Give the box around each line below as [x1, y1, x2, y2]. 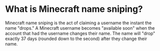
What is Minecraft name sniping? [5, 3, 143, 15]
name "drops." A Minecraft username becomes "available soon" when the [5, 25, 155, 31]
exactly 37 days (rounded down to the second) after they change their [5, 36, 148, 42]
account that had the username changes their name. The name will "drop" [5, 30, 156, 36]
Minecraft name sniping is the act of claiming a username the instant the [5, 20, 152, 26]
